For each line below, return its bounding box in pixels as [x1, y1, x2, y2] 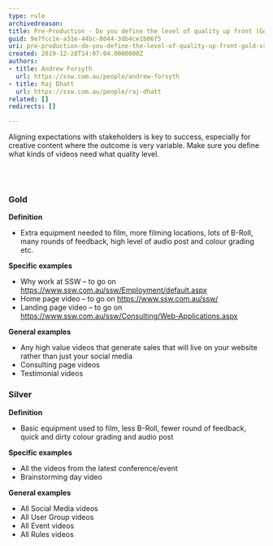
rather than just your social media [19, 351, 132, 362]
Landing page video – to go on [19, 302, 123, 313]
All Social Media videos [19, 503, 99, 513]
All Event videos [19, 521, 75, 531]
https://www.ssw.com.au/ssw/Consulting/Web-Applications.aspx [19, 311, 238, 321]
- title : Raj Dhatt [8, 80, 75, 88]
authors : [8, 58, 38, 66]
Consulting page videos [19, 360, 100, 370]
